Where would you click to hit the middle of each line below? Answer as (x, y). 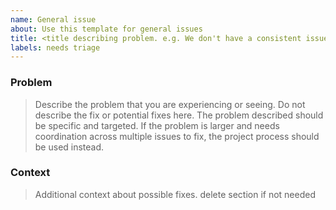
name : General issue (53, 19)
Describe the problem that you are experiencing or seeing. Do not (170, 104)
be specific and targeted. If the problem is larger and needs (157, 125)
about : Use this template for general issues (106, 29)
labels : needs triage (55, 47)
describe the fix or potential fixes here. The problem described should (179, 115)
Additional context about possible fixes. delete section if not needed (175, 194)
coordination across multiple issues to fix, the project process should (177, 136)
